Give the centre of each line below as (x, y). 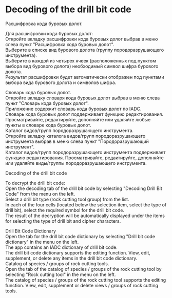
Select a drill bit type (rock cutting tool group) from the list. (67, 199)
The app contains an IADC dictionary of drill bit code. (62, 247)
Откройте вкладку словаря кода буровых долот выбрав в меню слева (83, 98)
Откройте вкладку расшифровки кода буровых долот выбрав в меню (82, 39)
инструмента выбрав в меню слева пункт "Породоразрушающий (77, 141)
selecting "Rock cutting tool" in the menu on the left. (61, 274)
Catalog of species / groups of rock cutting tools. (57, 263)
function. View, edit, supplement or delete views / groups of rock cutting (82, 285)
